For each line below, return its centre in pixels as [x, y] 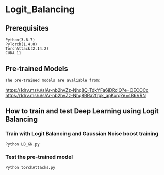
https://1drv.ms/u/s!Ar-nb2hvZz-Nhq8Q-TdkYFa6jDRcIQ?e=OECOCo [77, 90]
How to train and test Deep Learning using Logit [82, 111]
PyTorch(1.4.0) [21, 44]
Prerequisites [27, 28]
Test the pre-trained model [39, 157]
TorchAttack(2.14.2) [27, 49]
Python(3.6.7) [20, 40]
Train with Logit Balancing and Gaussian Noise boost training [82, 134]
